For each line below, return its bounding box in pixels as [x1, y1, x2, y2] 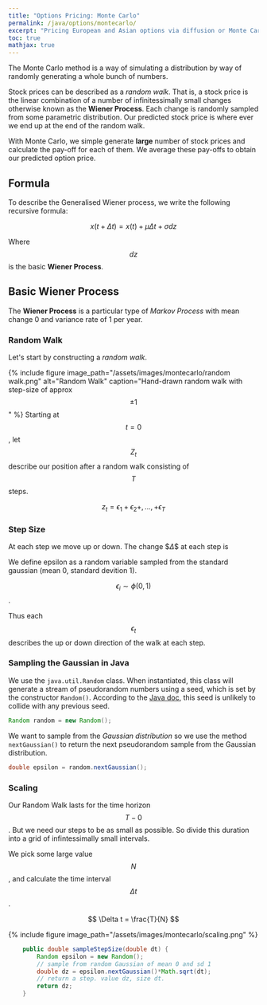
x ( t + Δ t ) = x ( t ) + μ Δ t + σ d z [90, 221, 177, 231]
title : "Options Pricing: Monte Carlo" [8, 11, 141, 20]
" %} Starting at [8, 410, 60, 419]
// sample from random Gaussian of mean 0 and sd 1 [37, 960, 212, 968]
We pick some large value [8, 849, 93, 858]
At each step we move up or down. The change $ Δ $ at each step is [8, 541, 229, 551]
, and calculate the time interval [8, 873, 111, 883]
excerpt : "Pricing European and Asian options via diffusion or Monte [8, 26, 247, 34]
